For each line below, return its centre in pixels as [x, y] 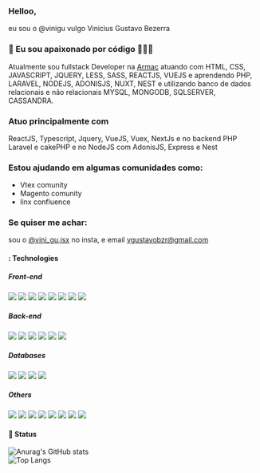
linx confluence [45, 202]
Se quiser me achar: [48, 223]
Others [20, 394]
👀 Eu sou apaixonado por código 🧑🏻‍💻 [81, 49]
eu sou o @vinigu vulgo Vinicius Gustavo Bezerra [89, 29]
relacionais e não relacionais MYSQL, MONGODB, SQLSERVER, [112, 92]
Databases [27, 355]
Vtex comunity [43, 185]
